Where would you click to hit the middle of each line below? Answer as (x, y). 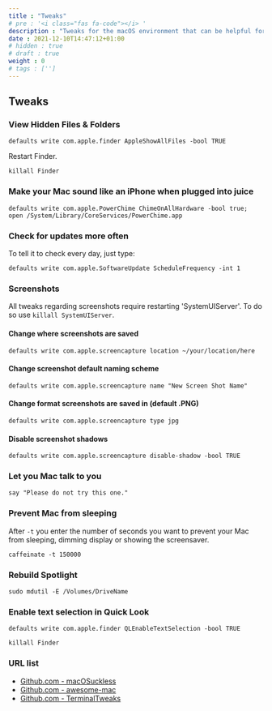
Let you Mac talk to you (55, 477)
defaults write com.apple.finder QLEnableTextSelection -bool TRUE (125, 629)
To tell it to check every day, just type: (72, 254)
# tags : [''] (32, 69)
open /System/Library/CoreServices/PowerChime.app (96, 216)
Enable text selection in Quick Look (79, 611)
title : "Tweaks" (38, 16)
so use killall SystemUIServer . (62, 315)
